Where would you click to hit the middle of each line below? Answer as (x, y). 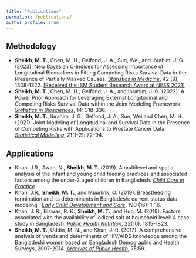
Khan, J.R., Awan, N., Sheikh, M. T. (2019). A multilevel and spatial (94, 167)
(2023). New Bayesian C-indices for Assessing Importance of (89, 67)
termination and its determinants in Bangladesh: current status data (96, 199)
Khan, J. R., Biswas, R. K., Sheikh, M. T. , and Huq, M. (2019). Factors (97, 211)
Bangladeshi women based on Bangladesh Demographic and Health (97, 242)
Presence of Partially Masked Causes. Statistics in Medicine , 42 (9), (97, 79)
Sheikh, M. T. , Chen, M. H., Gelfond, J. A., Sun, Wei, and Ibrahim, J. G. (99, 60)
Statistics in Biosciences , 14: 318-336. (60, 110)
